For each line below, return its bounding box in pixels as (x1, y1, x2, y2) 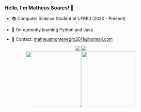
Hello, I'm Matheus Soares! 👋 (4, 4, 74, 11)
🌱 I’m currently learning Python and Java (11, 27, 93, 33)
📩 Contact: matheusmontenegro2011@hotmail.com (11, 36, 113, 42)
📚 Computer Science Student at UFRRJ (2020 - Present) (11, 16, 126, 21)
